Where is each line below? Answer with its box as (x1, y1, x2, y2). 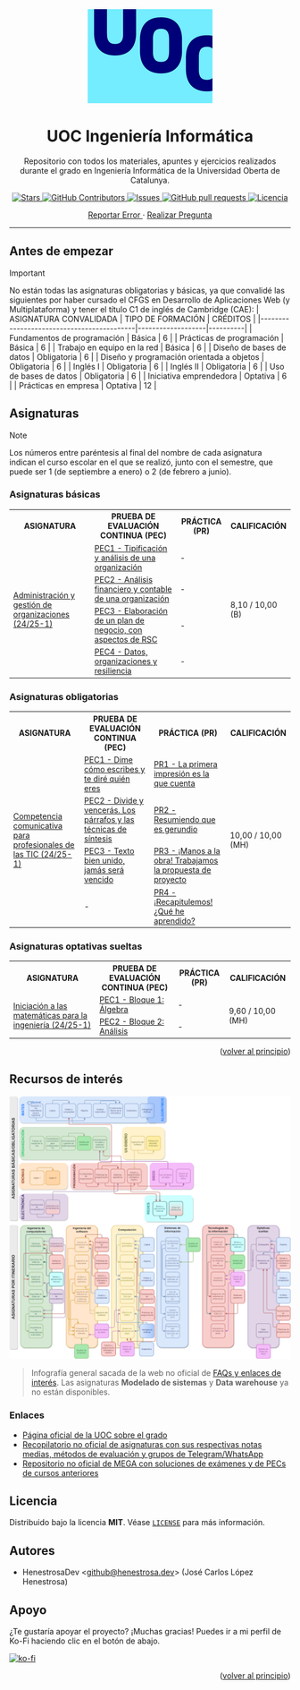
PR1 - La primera (153, 759, 218, 770)
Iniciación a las (12, 1001, 68, 1011)
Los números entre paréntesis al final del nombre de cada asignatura (9, 447, 262, 457)
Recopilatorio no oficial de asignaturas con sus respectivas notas (21, 1438, 262, 1449)
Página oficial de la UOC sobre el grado (21, 1430, 168, 1440)
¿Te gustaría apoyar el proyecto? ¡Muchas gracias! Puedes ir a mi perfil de (9, 1626, 281, 1637)
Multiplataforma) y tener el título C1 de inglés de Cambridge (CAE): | (9, 303, 259, 314)
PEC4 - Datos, (94, 646, 148, 657)
